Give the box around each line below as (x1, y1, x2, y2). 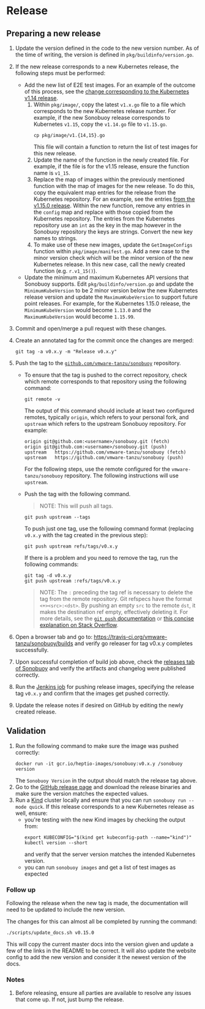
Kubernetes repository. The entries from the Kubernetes (33, 215, 176, 222)
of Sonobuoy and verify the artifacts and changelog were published (15, 665, 186, 672)
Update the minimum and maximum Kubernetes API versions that (24, 274, 189, 281)
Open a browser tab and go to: (15, 634, 93, 640)
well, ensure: (15, 809, 48, 817)
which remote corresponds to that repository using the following (24, 378, 187, 385)
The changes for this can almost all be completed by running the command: (6, 918, 198, 925)
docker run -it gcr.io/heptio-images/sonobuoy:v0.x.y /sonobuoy (15, 760, 183, 767)
